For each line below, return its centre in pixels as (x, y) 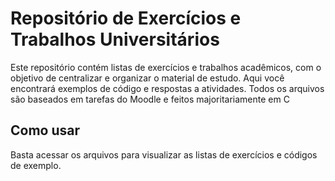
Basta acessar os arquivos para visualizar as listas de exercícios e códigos (164, 154)
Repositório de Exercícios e (126, 18)
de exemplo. (36, 165)
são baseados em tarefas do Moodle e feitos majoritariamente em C (150, 99)
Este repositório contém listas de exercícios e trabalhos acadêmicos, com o (166, 67)
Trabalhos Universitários (115, 39)
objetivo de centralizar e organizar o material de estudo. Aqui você (147, 78)
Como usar (45, 130)
